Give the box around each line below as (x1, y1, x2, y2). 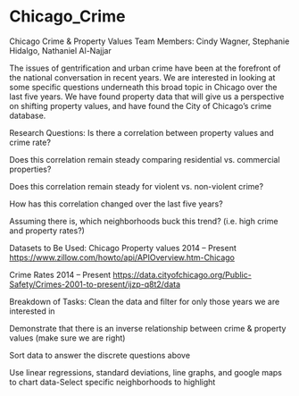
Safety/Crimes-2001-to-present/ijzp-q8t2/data (9, 279, 181, 290)
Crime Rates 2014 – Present (9, 269, 112, 280)
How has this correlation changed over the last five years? (9, 198, 223, 209)
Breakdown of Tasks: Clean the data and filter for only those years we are (9, 296, 280, 307)
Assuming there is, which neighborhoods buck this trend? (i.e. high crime (9, 215, 278, 226)
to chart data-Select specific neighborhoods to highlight (9, 376, 216, 387)
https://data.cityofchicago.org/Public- (112, 269, 252, 280)
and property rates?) (9, 225, 85, 236)
